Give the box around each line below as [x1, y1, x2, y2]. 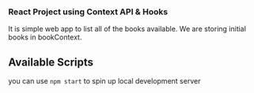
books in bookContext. [8, 32, 82, 42]
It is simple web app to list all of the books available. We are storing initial [8, 24, 247, 34]
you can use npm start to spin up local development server [8, 76, 201, 86]
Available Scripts [8, 55, 93, 69]
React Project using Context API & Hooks [8, 6, 169, 17]
